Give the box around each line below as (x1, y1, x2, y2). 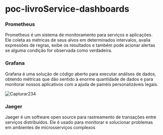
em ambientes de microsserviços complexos (5, 125, 96, 131)
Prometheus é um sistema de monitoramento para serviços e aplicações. (5, 32, 153, 38)
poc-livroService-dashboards (5, 3, 130, 15)
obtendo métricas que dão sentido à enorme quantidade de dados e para (5, 76, 154, 82)
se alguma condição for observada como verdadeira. (5, 47, 112, 53)
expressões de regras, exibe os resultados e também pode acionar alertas (5, 43, 156, 48)
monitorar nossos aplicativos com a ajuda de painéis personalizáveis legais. (5, 81, 159, 87)
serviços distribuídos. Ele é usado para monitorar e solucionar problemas (5, 119, 153, 125)
